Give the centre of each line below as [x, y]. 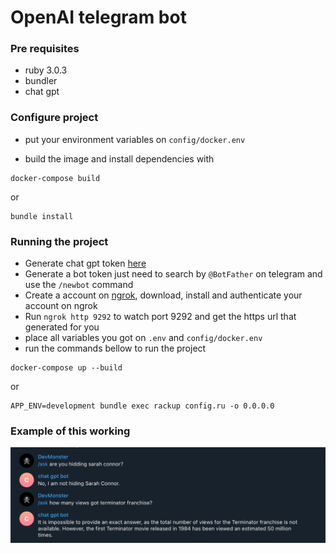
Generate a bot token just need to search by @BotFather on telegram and [173, 274]
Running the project [59, 241]
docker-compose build [55, 178]
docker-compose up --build [66, 368]
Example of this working [70, 431]
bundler [41, 81]
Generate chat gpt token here [85, 263]
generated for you [62, 327]
